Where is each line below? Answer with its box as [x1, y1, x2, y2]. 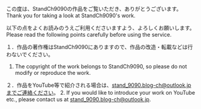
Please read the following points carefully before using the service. [6, 31, 172, 38]
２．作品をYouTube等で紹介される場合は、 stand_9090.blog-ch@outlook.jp [6, 81, 191, 89]
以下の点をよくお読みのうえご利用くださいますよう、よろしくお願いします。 [6, 25, 195, 31]
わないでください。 [6, 51, 54, 58]
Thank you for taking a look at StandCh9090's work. [6, 12, 136, 19]
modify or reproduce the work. [14, 69, 91, 76]
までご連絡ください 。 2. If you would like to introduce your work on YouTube [6, 89, 196, 96]
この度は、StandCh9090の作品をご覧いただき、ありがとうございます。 [6, 5, 182, 12]
